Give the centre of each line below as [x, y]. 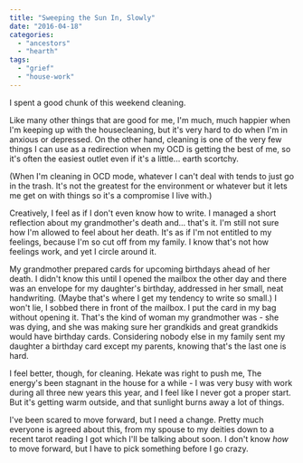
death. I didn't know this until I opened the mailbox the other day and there [148, 278]
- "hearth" [38, 52]
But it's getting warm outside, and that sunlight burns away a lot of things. [147, 402]
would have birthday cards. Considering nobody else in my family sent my [147, 336]
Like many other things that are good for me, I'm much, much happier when [150, 120]
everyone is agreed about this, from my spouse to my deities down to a [142, 429]
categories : [32, 34]
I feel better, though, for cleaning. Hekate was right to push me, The [136, 373]
